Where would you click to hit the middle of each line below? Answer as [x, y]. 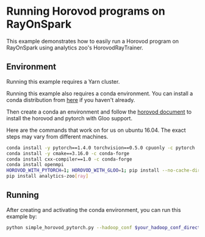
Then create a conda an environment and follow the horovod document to [99, 112]
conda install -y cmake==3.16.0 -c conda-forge [68, 153]
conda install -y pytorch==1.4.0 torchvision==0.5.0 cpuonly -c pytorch [101, 148]
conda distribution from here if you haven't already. [71, 100]
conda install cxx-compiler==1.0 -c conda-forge [69, 159]
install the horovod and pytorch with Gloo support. [70, 118]
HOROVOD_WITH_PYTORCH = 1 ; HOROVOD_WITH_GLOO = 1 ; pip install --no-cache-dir [103, 170]
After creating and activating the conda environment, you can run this [94, 210]
